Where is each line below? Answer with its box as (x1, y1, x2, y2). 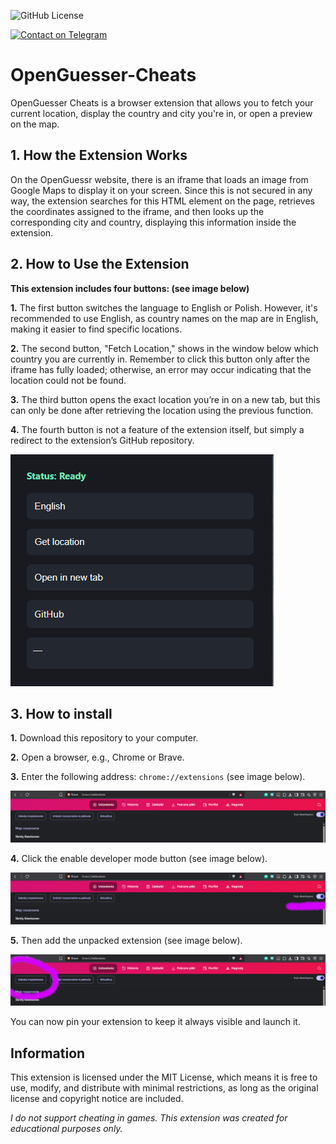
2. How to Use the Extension (10, 256, 190, 273)
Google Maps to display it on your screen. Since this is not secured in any (10, 184, 313, 196)
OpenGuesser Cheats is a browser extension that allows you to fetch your (10, 96, 314, 109)
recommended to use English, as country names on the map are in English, (10, 312, 319, 324)
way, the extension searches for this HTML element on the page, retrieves (10, 195, 315, 207)
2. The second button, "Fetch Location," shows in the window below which (10, 342, 319, 354)
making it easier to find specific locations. (10, 323, 183, 335)
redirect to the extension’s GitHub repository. (10, 434, 195, 446)
